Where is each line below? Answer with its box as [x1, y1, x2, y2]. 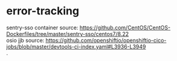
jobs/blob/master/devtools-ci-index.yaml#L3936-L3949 [6, 43, 146, 50]
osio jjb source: [6, 36, 45, 44]
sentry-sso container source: [6, 24, 79, 31]
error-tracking [6, 4, 80, 18]
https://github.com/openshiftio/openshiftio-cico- [45, 36, 167, 44]
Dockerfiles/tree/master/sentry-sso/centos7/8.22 [6, 30, 129, 37]
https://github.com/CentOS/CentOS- [79, 24, 171, 31]
